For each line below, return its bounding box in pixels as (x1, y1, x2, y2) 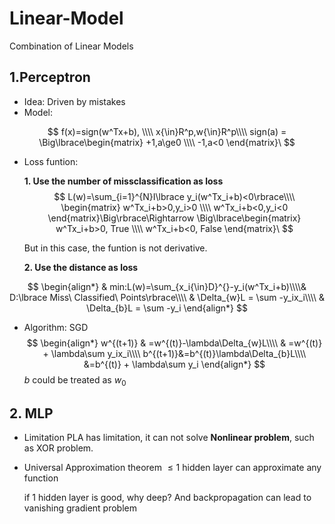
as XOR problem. (23, 442, 94, 454)
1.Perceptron (9, 69, 91, 86)
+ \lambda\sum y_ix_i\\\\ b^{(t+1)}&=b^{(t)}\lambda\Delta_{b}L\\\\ (42, 347, 307, 359)
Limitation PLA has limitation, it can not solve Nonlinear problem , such (23, 432, 315, 444)
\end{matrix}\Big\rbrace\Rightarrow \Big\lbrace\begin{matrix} (47, 212, 302, 224)
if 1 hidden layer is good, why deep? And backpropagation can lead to (23, 492, 312, 504)
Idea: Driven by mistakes (23, 95, 126, 107)
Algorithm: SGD (23, 321, 89, 333)
